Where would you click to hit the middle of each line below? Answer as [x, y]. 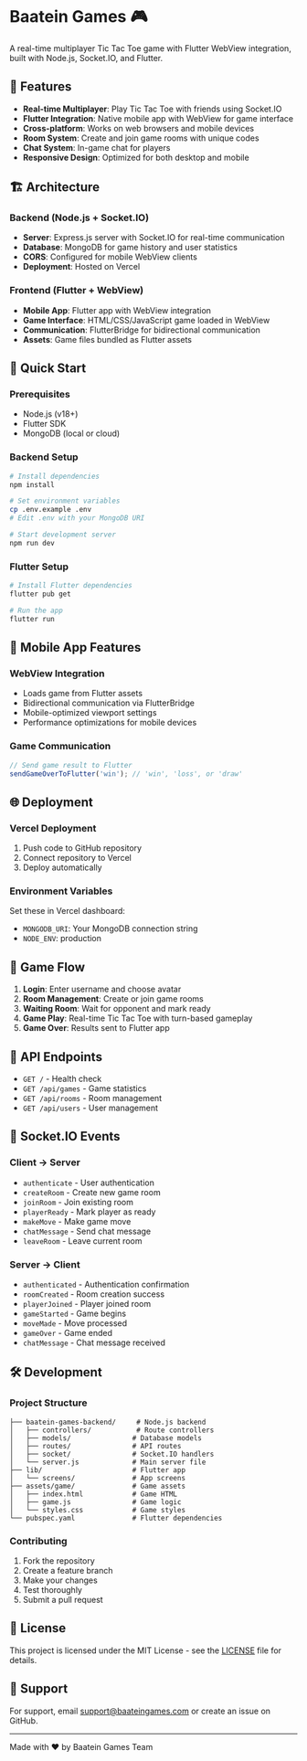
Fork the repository [59, 1560]
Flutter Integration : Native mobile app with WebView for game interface [158, 118]
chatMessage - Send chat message [87, 1231]
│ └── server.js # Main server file [108, 1462]
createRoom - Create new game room [92, 1192]
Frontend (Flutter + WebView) [77, 291]
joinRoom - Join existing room [78, 1202]
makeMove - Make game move [77, 1221]
